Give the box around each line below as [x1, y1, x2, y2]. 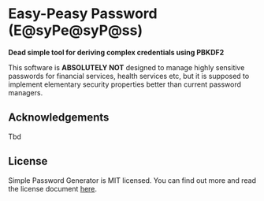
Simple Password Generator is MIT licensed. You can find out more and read [8, 175, 257, 185]
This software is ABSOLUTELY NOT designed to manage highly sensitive [8, 62, 245, 72]
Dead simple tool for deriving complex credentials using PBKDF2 [8, 47, 225, 57]
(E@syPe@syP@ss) [8, 21, 143, 39]
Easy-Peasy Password [8, 5, 158, 23]
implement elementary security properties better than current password [8, 80, 242, 89]
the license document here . [8, 184, 97, 193]
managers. [8, 87, 43, 97]
